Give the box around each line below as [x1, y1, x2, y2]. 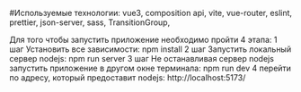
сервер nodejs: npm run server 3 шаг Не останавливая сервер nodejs [9, 54, 274, 63]
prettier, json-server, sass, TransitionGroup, [9, 17, 171, 28]
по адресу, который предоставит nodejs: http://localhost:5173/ [9, 72, 246, 83]
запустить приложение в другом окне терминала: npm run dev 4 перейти [9, 63, 292, 73]
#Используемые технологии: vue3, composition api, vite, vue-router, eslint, [9, 8, 293, 18]
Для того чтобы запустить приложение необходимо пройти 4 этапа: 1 [9, 35, 278, 45]
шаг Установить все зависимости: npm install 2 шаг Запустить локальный [9, 44, 292, 54]
